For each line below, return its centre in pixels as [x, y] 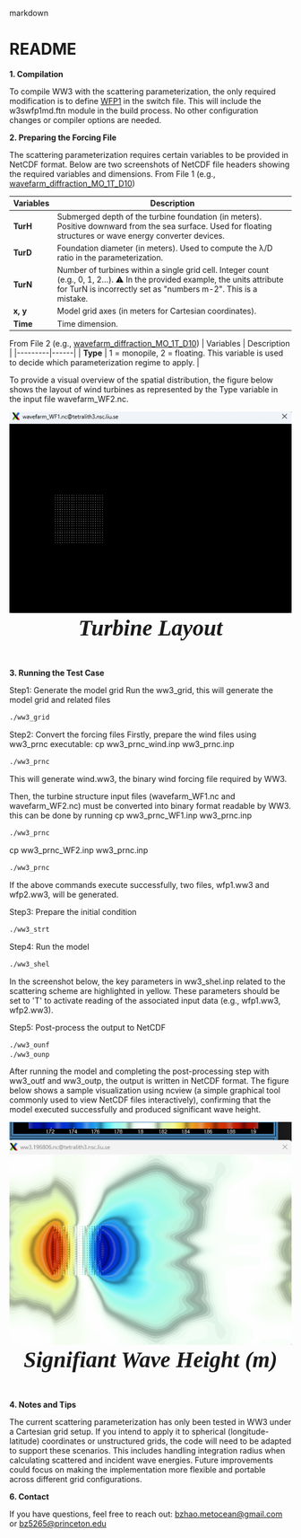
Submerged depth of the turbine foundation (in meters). [159, 216]
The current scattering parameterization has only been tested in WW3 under [150, 1422]
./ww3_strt [30, 929]
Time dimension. [87, 323]
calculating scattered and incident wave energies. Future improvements [141, 1460]
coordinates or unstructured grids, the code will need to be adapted [167, 1441]
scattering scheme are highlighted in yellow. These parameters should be [145, 990]
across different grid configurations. [76, 1480]
